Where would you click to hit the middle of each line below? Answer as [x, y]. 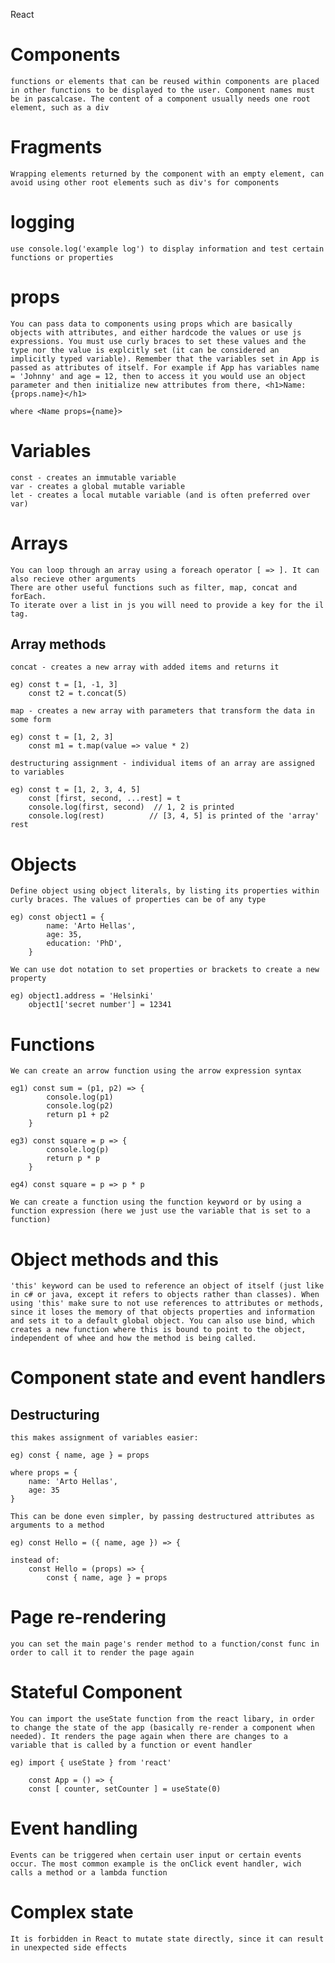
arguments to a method [57, 1525]
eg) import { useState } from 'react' [91, 1763]
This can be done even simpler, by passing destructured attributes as [162, 1517]
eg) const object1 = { [57, 917]
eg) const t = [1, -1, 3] [64, 685]
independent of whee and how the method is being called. [133, 1339]
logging [42, 222]
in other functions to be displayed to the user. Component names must [162, 90]
